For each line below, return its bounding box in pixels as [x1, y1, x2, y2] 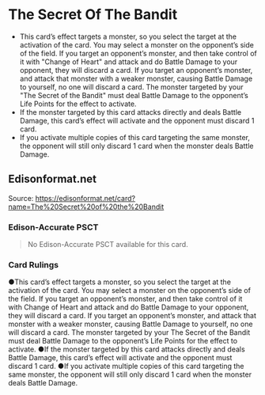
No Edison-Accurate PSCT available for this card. [27, 240, 188, 249]
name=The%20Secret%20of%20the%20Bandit [8, 202, 165, 211]
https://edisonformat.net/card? [35, 193, 136, 203]
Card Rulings [8, 259, 59, 270]
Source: [8, 193, 34, 203]
